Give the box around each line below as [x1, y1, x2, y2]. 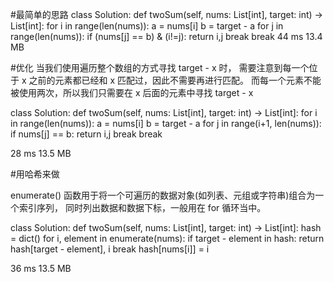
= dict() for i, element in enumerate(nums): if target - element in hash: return [10, 233, 325, 244]
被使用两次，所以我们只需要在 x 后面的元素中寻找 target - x [10, 87, 254, 98]
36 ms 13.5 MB [10, 263, 72, 274]
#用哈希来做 [10, 168, 60, 180]
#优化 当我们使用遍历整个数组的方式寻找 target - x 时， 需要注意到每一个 [10, 62, 310, 73]
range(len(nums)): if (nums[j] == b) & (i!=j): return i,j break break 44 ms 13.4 [10, 31, 323, 42]
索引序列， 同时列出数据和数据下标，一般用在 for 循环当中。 [18, 202, 267, 213]
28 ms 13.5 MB [10, 148, 72, 159]
